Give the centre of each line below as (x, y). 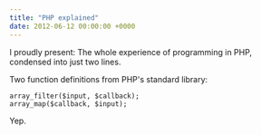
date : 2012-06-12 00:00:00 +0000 (72, 26)
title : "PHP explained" (54, 18)
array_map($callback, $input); (68, 104)
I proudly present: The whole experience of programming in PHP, (130, 52)
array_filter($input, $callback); (75, 96)
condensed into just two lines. (65, 62)
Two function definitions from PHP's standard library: (109, 79)
